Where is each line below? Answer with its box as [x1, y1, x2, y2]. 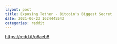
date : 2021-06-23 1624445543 [5, 16, 64, 21]
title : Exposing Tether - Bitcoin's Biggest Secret [5, 12, 112, 16]
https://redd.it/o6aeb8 [5, 34, 50, 40]
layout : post [5, 7, 32, 12]
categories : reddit [5, 20, 45, 26]
